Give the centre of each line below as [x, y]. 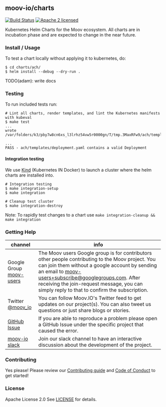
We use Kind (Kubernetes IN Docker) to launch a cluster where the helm [78, 170]
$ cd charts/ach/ [23, 68]
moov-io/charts [30, 8]
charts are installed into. [30, 175]
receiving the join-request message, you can [91, 284]
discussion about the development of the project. [95, 345]
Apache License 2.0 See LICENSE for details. [51, 399]
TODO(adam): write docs [31, 81]
